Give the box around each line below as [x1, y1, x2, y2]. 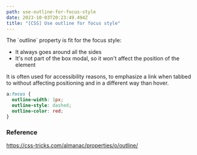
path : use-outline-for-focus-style [6, 8, 96, 15]
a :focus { [6, 91, 32, 97]
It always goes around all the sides [15, 48, 102, 56]
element [15, 61, 36, 68]
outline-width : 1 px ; [12, 97, 64, 103]
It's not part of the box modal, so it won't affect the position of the [15, 55, 180, 62]
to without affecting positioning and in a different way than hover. [6, 79, 169, 87]
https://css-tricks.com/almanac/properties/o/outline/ [6, 142, 138, 149]
